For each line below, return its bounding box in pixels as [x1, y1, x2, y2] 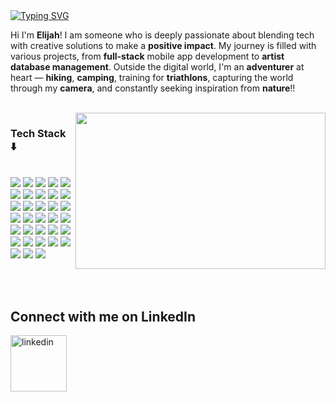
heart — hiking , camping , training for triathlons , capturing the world [10, 72, 294, 83]
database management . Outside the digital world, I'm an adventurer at [10, 61, 305, 73]
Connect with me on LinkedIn [10, 308, 197, 325]
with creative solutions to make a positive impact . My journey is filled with [10, 40, 317, 51]
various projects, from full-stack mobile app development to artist [10, 50, 285, 62]
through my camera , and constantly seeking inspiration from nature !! [10, 82, 296, 94]
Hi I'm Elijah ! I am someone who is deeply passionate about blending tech [10, 29, 315, 41]
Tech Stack [10, 126, 67, 140]
